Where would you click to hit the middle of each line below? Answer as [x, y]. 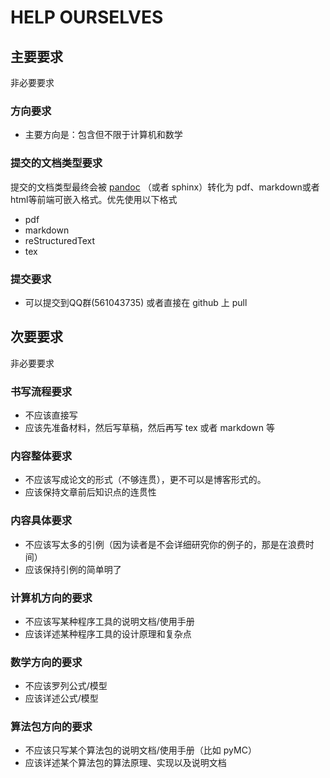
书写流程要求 [41, 391]
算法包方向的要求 [51, 727]
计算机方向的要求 [51, 598]
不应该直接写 [51, 415]
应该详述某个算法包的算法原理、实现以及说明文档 [125, 763]
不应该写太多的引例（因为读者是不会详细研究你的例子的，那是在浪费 [165, 544]
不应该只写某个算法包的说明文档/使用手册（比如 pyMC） [140, 750]
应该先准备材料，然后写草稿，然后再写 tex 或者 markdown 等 [149, 427]
